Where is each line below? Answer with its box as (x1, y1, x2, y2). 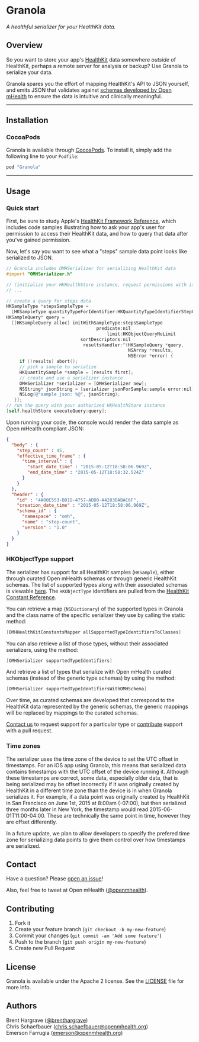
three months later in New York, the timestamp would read (6, 806, 149, 813)
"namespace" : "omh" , (21, 513, 76, 520)
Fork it (14, 919, 31, 927)
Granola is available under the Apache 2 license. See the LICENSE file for (6, 977, 185, 985)
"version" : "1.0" (21, 525, 68, 530)
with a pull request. (6, 727, 53, 734)
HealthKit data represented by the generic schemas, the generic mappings (6, 703, 188, 710)
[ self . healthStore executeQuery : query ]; (6, 408, 108, 414)
